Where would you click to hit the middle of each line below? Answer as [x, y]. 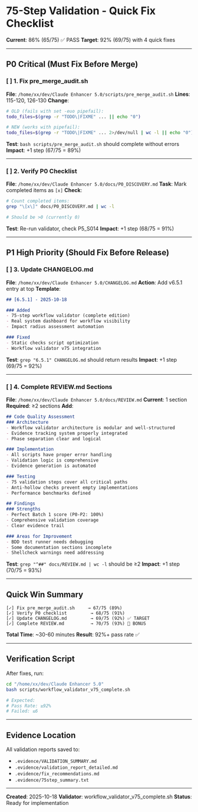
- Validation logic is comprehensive [52, 460]
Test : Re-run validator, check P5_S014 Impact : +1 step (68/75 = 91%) [90, 229]
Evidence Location [41, 735]
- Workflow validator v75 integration [54, 348]
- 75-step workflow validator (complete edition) [68, 316]
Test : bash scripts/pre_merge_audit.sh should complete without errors [93, 144]
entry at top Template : [33, 288]
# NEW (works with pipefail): [43, 127]
